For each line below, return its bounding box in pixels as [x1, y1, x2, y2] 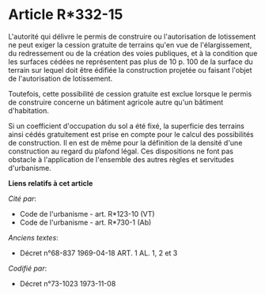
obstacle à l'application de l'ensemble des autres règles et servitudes [8, 154, 235, 164]
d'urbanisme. [8, 163, 51, 172]
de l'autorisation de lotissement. [8, 74, 113, 83]
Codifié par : [8, 263, 47, 273]
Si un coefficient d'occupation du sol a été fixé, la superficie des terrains [8, 121, 245, 130]
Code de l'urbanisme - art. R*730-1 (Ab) [19, 217, 152, 227]
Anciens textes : [8, 233, 59, 242]
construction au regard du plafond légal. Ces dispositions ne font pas [8, 146, 234, 156]
